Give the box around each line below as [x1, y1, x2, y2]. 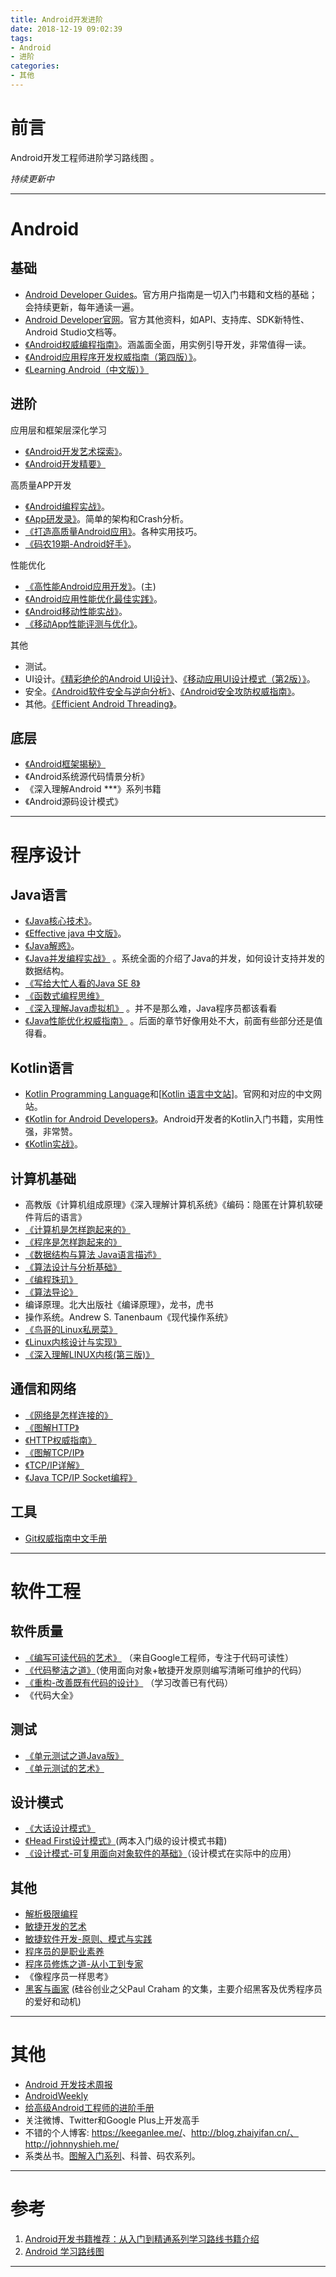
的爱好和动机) [24, 1996, 82, 2008]
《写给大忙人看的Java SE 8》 [24, 977, 141, 990]
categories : [10, 61, 60, 71]
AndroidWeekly [24, 2090, 89, 2102]
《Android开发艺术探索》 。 [24, 445, 128, 457]
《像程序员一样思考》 [24, 1971, 113, 1983]
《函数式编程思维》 [24, 990, 105, 1002]
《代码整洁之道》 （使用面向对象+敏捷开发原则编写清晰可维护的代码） [24, 1664, 308, 1676]
